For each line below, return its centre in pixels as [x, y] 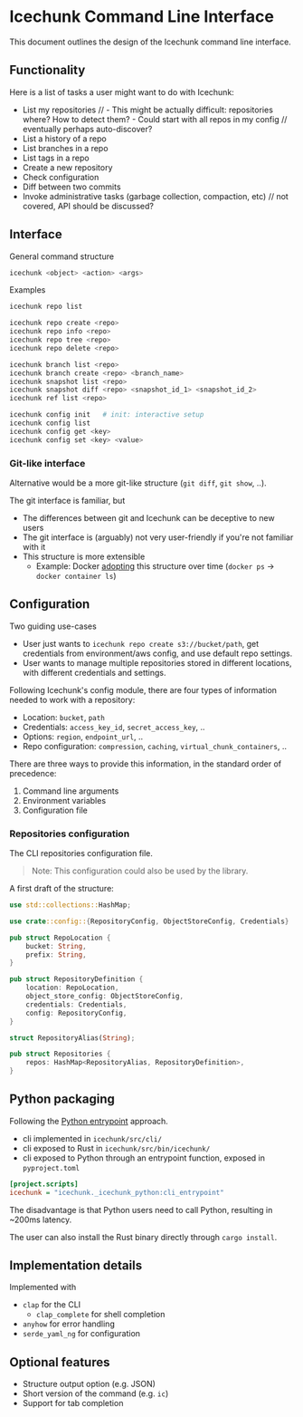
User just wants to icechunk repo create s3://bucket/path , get [141, 643]
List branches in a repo [65, 148]
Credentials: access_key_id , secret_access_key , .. [114, 727]
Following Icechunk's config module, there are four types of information [143, 689]
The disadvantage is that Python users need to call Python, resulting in [141, 1210]
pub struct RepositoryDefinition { [76, 979]
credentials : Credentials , [76, 1004]
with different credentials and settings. [94, 672]
